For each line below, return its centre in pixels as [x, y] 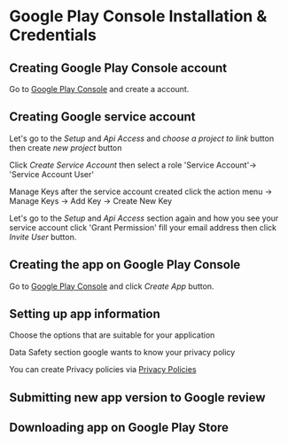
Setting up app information [85, 314]
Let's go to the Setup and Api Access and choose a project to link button [142, 138]
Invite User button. [43, 237]
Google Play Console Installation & [138, 16]
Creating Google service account [103, 117]
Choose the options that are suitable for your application [112, 335]
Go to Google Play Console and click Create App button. [112, 286]
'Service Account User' [52, 174]
